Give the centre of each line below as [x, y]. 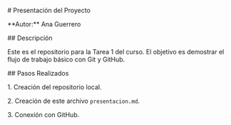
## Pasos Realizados [38, 73]
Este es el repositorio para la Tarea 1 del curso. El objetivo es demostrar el [116, 52]
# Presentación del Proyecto [49, 10]
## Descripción [30, 38]
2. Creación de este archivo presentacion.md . [74, 101]
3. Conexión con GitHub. [43, 115]
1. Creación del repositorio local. [55, 87]
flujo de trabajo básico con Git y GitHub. [66, 59]
